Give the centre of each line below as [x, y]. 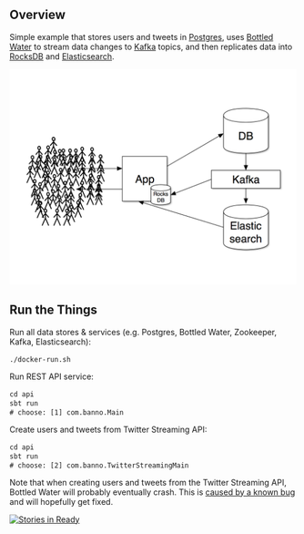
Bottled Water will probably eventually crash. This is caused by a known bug [152, 492]
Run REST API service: [51, 376]
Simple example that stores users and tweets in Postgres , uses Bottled [142, 36]
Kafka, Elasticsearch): [50, 342]
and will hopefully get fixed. [61, 501]
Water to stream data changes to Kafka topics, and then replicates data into [151, 46]
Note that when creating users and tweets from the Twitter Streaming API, [148, 482]
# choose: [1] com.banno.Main [67, 412]
